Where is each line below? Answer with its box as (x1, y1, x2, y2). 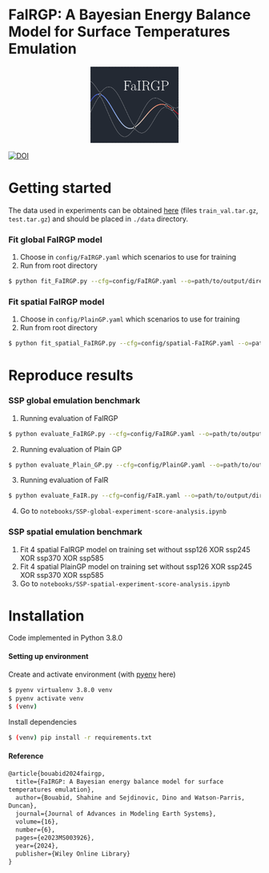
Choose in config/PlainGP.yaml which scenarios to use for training (19, 314, 240, 324)
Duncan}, (8, 802, 38, 810)
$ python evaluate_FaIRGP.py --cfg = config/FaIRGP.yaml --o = (8, 430, 214, 438)
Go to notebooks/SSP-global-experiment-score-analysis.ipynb (19, 507, 227, 516)
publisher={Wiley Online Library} (15, 850, 130, 859)
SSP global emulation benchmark (8, 395, 141, 406)
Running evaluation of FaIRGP (19, 413, 118, 422)
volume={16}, (15, 818, 59, 827)
